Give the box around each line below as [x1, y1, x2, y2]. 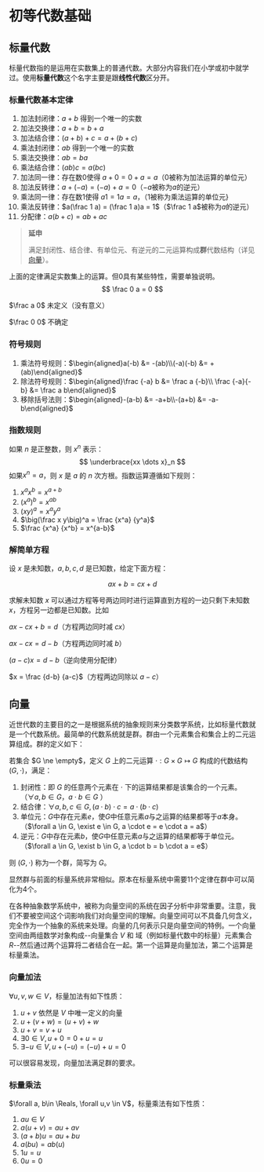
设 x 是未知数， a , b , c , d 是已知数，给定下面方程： [9, 564, 168, 573]
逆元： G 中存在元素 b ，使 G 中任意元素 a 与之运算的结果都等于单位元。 [20, 831, 238, 841]
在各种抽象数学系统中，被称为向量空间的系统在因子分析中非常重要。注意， [9, 901, 249, 911]
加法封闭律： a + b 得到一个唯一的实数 [20, 114, 143, 123]
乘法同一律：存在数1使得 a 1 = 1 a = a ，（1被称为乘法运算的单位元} [20, 192, 230, 202]
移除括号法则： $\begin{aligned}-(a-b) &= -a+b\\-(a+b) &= [20, 394, 207, 404]
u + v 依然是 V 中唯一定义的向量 [20, 1008, 123, 1017]
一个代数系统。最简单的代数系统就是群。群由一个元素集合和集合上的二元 [15, 729, 249, 739]
